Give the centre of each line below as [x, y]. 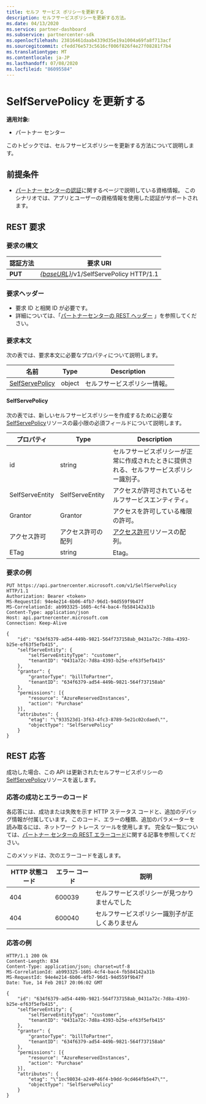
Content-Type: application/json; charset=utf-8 [68, 967]
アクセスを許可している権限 [152, 511]
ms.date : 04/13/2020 [33, 23]
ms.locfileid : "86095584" [39, 69]
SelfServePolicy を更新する [76, 101]
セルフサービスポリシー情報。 [128, 384]
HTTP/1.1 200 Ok [27, 956]
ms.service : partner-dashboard [46, 29]
